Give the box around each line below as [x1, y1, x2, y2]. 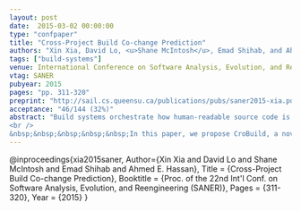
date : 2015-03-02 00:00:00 [9, 21, 115, 30]
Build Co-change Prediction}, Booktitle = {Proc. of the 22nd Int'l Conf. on [9, 173, 279, 183]
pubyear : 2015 [9, 80, 63, 89]
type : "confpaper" [9, 30, 78, 38]
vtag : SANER [9, 72, 54, 80]
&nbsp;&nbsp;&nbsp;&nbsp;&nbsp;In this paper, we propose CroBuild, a [9, 130, 279, 139]
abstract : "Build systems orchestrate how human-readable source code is [9, 113, 291, 122]
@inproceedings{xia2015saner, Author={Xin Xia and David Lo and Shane [9, 154, 278, 165]
